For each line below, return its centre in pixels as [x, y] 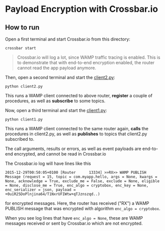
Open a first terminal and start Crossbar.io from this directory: [68, 39]
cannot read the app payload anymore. [57, 68]
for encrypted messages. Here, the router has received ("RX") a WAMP [77, 203]
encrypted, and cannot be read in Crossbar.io [60, 154]
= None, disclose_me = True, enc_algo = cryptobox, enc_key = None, [77, 186]
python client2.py [24, 86]
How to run [22, 27]
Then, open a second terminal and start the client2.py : [60, 77]
